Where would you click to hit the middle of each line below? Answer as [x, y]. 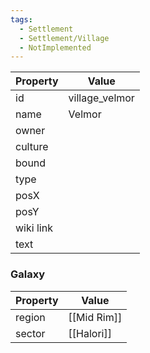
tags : [21, 19]
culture [32, 147]
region [30, 317]
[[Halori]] [90, 333]
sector [30, 333]
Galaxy [28, 274]
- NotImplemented [55, 47]
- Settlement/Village [64, 38]
